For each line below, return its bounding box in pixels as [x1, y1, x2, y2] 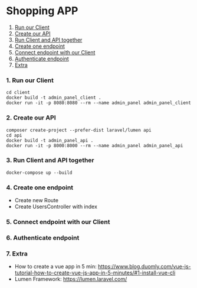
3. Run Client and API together [6, 156, 94, 164]
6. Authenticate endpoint [6, 234, 80, 242]
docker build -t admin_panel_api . [6, 137, 94, 143]
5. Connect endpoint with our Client [6, 218, 110, 226]
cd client [6, 90, 31, 96]
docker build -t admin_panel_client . [6, 95, 101, 101]
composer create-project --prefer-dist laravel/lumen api [6, 127, 152, 133]
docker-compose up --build [6, 170, 73, 176]
